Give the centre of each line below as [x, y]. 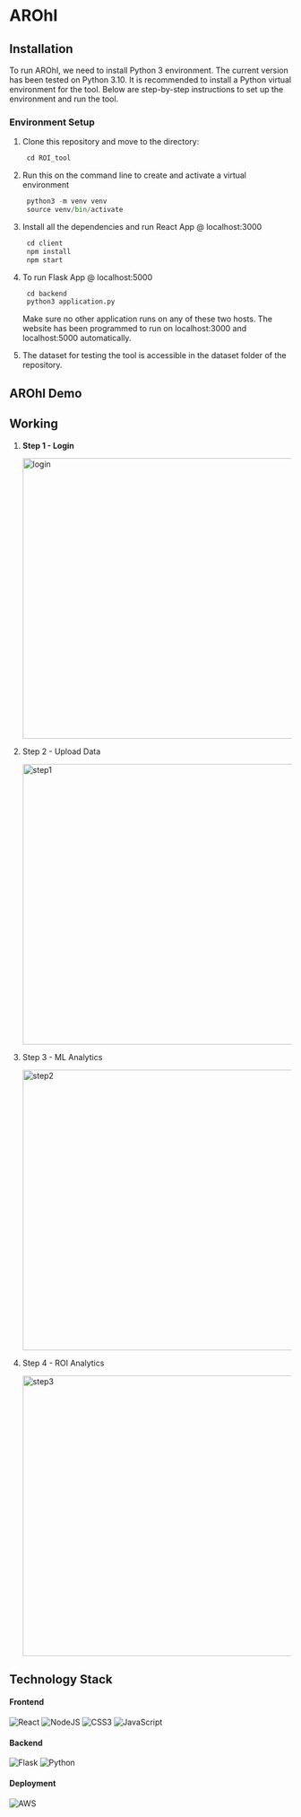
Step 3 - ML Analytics [62, 1057]
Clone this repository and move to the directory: [111, 142]
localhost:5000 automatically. [77, 338]
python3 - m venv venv [67, 202]
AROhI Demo [46, 393]
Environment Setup [52, 122]
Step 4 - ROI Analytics [63, 1363]
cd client [45, 243]
